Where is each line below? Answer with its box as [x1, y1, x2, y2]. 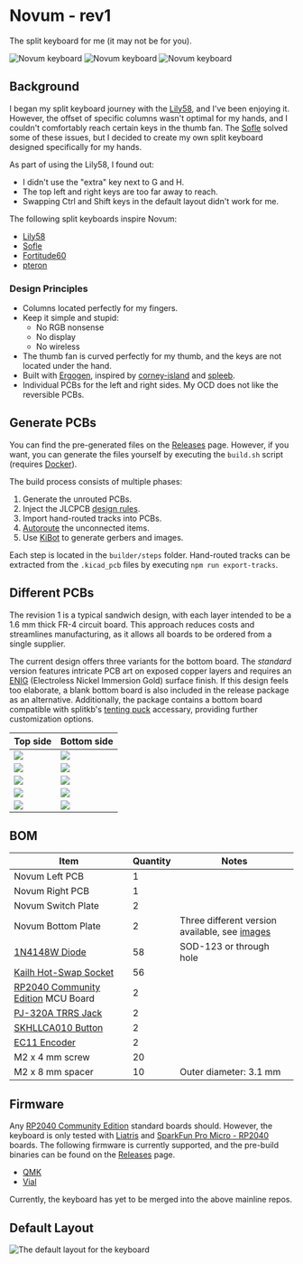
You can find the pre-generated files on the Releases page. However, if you [9, 439, 289, 450]
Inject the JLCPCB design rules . [22, 503, 141, 514]
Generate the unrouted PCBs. [22, 494, 133, 505]
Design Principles [9, 282, 88, 295]
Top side [14, 734, 52, 747]
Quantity [132, 855, 171, 868]
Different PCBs [9, 585, 95, 601]
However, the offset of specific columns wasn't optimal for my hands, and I [9, 112, 289, 123]
